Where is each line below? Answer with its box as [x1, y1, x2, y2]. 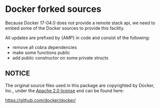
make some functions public [12, 50, 70, 55]
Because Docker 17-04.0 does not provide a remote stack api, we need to [5, 20, 156, 26]
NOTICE [5, 69, 30, 78]
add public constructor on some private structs [12, 54, 108, 60]
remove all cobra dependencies [12, 44, 77, 50]
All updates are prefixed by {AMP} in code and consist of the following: [5, 35, 150, 41]
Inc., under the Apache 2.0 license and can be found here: [5, 88, 124, 94]
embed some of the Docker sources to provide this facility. [5, 25, 125, 31]
